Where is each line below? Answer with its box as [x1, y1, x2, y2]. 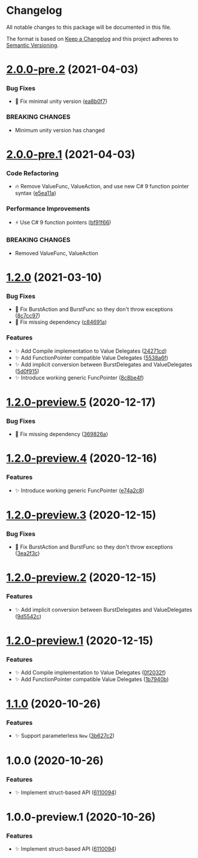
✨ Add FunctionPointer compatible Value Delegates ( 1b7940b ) [14, 676, 169, 683]
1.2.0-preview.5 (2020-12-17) [6, 395, 156, 409]
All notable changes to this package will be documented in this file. [6, 23, 172, 31]
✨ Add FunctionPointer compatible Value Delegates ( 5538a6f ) [14, 354, 169, 361]
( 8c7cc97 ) [14, 312, 41, 319]
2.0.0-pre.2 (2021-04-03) [6, 63, 139, 76]
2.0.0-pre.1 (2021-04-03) [6, 147, 136, 161]
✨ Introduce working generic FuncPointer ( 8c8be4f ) [14, 374, 144, 381]
